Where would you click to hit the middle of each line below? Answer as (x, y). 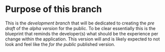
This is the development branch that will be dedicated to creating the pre (80, 23)
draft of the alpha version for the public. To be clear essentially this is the (81, 28)
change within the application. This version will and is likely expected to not (83, 39)
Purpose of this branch (54, 9)
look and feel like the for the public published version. (60, 44)
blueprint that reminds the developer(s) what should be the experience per (82, 33)
